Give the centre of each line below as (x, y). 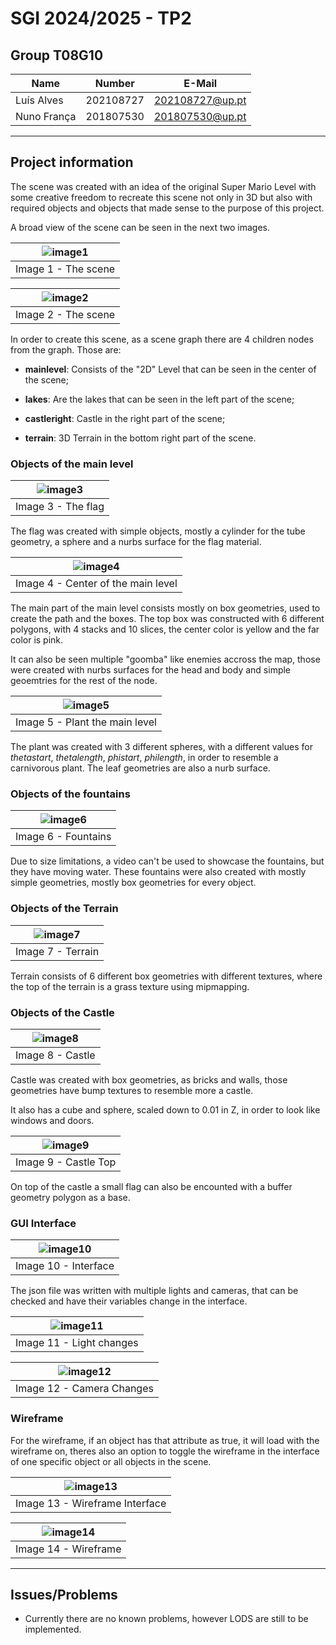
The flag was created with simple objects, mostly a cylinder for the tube (158, 531)
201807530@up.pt (200, 116)
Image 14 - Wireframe (68, 1549)
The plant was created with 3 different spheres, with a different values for (161, 747)
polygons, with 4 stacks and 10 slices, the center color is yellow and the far (165, 629)
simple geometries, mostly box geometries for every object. (133, 883)
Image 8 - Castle (55, 1055)
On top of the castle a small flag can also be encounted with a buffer (151, 1186)
